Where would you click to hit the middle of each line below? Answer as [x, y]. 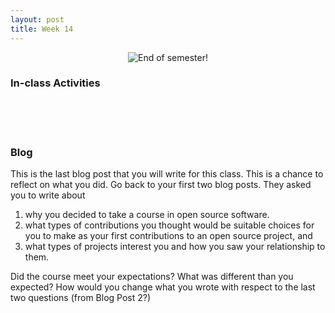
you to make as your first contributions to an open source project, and [168, 236]
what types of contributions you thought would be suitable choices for [169, 225]
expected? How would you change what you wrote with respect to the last [163, 287]
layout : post [37, 19]
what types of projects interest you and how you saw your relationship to [175, 247]
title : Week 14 [42, 29]
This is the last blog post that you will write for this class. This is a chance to [167, 174]
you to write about [48, 195]
